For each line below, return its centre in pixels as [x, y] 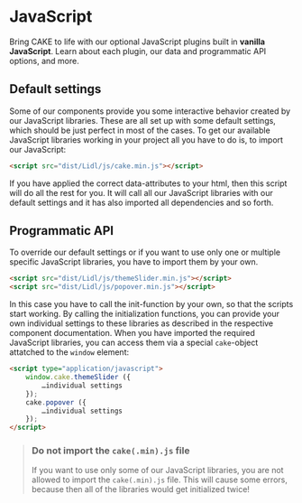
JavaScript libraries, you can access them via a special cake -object [134, 343]
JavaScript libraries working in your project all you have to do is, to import [146, 140]
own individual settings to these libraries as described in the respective [142, 323]
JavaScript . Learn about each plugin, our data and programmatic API [138, 51]
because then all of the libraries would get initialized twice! [141, 489]
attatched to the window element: [69, 352]
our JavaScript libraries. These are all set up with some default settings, [143, 120]
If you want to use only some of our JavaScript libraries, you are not [157, 470]
